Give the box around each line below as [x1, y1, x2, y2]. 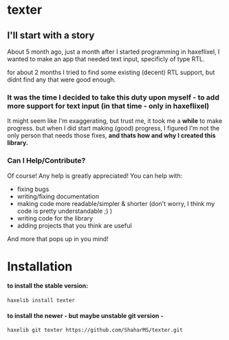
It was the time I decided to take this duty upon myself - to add [7, 92, 220, 102]
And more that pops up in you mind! [7, 234, 109, 242]
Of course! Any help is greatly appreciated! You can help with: [7, 171, 183, 180]
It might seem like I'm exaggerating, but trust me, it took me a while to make [7, 117, 223, 125]
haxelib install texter [7, 297, 76, 304]
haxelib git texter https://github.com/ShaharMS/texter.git [7, 327, 184, 334]
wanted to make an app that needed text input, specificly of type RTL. [7, 55, 205, 63]
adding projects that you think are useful [17, 221, 132, 229]
